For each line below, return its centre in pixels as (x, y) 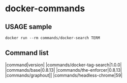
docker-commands (45, 9)
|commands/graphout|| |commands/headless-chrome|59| (64, 75)
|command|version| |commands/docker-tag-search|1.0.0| (63, 65)
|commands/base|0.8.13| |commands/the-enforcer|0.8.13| (63, 70)
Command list (27, 53)
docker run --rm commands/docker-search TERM (52, 38)
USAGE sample (29, 27)
